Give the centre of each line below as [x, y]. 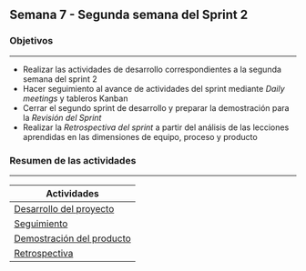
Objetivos [31, 41]
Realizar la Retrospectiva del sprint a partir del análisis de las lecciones [156, 127]
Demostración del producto [73, 238]
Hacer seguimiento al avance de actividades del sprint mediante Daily [153, 88]
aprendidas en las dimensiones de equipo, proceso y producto [140, 136]
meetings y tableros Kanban [75, 98]
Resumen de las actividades [73, 160]
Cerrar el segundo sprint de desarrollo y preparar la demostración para [156, 107]
